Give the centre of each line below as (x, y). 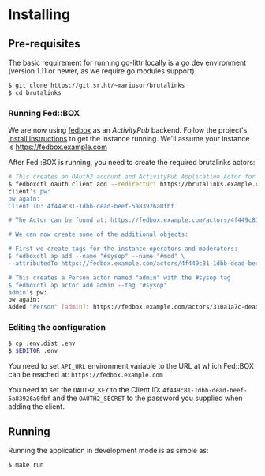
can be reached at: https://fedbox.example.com (86, 375)
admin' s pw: (28, 292)
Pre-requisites (44, 44)
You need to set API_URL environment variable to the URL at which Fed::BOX (131, 366)
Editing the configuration (57, 328)
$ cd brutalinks (35, 92)
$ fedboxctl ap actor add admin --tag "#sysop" (88, 285)
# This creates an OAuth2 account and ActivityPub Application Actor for (132, 177)
